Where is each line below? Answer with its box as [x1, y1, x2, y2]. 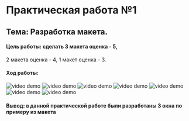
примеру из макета [6, 108, 57, 115]
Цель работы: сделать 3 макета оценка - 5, [6, 43, 118, 50]
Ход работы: [6, 70, 39, 77]
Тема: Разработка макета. [6, 27, 108, 37]
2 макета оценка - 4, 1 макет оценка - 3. [6, 56, 106, 63]
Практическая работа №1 [6, 4, 137, 17]
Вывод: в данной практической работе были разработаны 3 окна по [6, 102, 183, 109]
